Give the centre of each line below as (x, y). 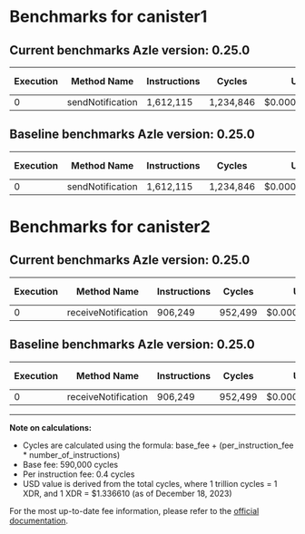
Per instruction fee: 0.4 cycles (79, 474)
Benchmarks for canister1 (108, 17)
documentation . (39, 520)
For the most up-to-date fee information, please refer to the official (134, 510)
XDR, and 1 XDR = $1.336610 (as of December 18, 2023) (128, 493)
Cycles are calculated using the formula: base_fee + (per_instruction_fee (158, 445)
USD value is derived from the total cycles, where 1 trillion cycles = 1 (150, 483)
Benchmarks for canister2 (110, 227)
